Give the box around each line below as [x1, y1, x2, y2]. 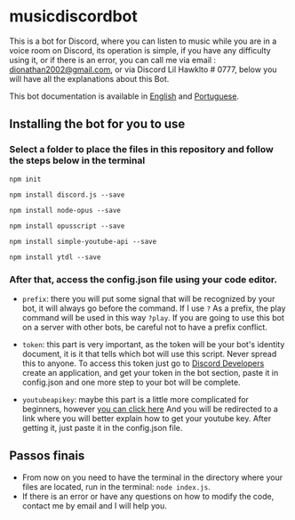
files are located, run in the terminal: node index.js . [21, 481, 211, 492]
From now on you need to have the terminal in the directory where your [21, 472, 283, 483]
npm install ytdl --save [9, 252, 101, 262]
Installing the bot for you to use [9, 117, 186, 132]
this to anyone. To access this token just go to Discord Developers [21, 358, 265, 369]
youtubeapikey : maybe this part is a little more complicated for [21, 394, 249, 404]
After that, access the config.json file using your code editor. [9, 273, 278, 286]
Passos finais [9, 448, 85, 464]
